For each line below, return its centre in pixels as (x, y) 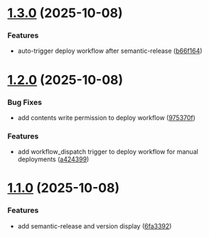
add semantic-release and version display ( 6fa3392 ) (95, 226)
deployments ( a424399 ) (53, 159)
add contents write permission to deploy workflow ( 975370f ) (106, 117)
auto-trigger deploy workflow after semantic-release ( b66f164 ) (110, 51)
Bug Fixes (25, 102)
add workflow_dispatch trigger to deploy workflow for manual (108, 152)
